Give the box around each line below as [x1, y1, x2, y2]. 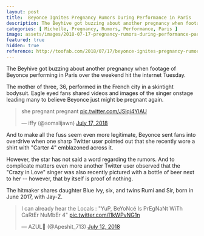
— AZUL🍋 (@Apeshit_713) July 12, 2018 [21, 223, 120, 230]
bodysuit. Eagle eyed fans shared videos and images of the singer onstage [6, 89, 193, 97]
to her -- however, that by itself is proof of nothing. [6, 175, 134, 182]
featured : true [6, 37, 45, 43]
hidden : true [6, 43, 39, 49]
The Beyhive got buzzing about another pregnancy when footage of [6, 65, 176, 72]
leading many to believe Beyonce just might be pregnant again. [6, 96, 164, 103]
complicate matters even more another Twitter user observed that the [6, 162, 180, 169]
